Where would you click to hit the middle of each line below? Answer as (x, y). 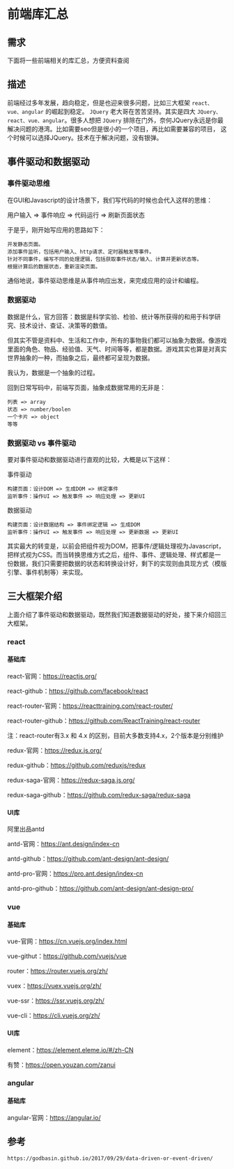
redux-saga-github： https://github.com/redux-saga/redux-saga (99, 795)
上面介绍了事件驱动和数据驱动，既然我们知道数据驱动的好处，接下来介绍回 (114, 614)
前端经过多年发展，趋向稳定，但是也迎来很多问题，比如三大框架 (99, 103)
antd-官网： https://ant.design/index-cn (63, 844)
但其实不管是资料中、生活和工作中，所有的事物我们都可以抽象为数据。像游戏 (117, 340)
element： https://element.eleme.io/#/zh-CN (70, 1050)
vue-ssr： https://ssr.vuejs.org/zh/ (56, 1001)
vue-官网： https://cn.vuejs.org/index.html (67, 941)
